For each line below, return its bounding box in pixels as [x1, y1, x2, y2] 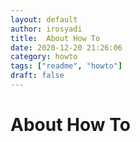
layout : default [10, 14, 78, 25]
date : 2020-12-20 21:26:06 [10, 42, 123, 53]
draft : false [10, 71, 65, 81]
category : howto [10, 52, 78, 62]
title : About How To [10, 33, 101, 43]
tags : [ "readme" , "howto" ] [10, 61, 123, 71]
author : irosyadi [10, 24, 83, 34]
